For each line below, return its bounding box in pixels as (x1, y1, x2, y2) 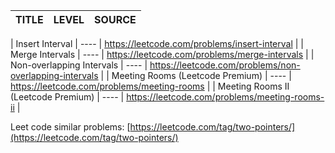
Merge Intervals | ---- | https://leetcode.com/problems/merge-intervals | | (10, 49, 315, 60)
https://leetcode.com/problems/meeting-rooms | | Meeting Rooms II (10, 80, 290, 92)
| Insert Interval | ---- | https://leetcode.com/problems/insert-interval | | (10, 38, 305, 49)
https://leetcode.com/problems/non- (149, 59, 301, 71)
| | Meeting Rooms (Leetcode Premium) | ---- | (100, 70, 292, 81)
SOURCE (94, 13, 137, 26)
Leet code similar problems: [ (10, 121, 131, 133)
